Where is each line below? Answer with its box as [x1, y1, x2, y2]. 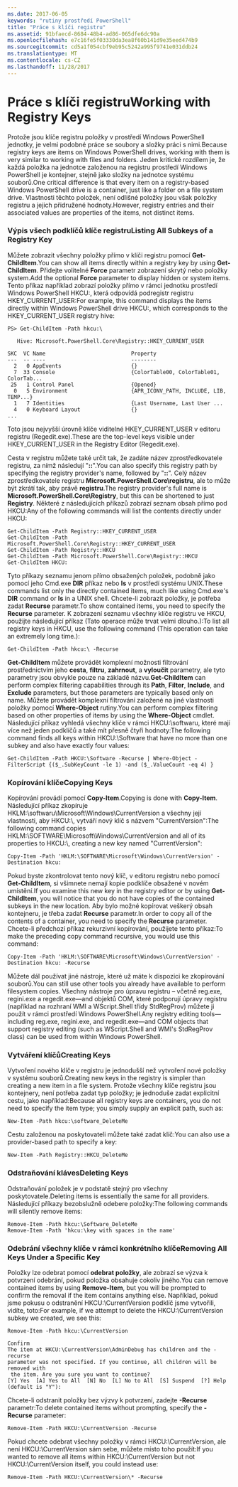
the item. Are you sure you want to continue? [10, 1371, 151, 1378]
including [7, 1018, 35, 1026]
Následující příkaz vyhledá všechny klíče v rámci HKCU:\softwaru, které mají [7, 718, 231, 727]
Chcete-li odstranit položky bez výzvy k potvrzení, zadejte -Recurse [7, 1396, 208, 1405]
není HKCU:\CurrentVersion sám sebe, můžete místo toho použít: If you [7, 1445, 214, 1454]
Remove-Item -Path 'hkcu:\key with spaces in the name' [7, 1227, 176, 1234]
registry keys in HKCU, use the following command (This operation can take [7, 624, 229, 633]
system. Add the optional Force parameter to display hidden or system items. [7, 273, 231, 282]
